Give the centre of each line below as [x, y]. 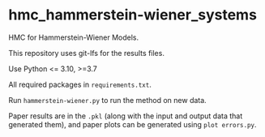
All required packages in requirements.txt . [80, 84]
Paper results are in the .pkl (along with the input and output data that [126, 116]
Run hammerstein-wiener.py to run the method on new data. [107, 100]
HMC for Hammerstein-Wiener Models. [74, 37]
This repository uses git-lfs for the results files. [86, 53]
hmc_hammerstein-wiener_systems [133, 15]
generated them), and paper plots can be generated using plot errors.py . [132, 124]
